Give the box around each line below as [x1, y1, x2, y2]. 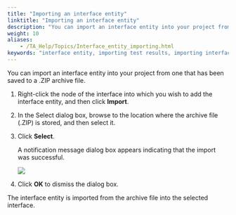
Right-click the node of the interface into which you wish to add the [17, 89, 213, 98]
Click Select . [17, 131, 55, 141]
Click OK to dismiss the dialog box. [17, 180, 119, 188]
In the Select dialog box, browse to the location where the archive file [17, 110, 218, 119]
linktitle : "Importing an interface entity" [7, 17, 140, 24]
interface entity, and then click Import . [17, 97, 129, 105]
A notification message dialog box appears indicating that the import [17, 145, 216, 154]
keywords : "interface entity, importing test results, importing [7, 50, 202, 57]
